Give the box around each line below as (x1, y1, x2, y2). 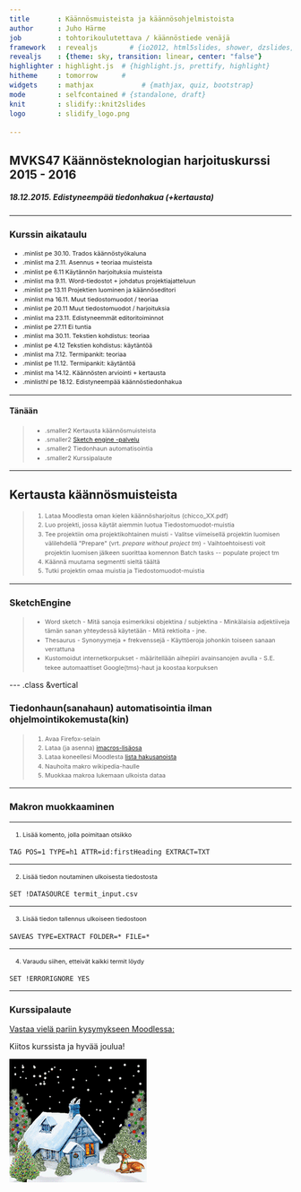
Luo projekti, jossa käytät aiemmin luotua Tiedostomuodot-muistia (44, 520, 235, 529)
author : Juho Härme (9, 23, 106, 33)
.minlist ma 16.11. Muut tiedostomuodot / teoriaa (21, 294, 159, 304)
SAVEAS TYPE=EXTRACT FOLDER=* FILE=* (9, 932, 150, 941)
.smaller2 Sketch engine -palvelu (44, 435, 140, 444)
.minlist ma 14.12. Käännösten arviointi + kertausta (21, 368, 167, 377)
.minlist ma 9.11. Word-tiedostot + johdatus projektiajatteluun (21, 276, 196, 286)
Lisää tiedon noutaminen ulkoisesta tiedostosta (21, 873, 159, 882)
